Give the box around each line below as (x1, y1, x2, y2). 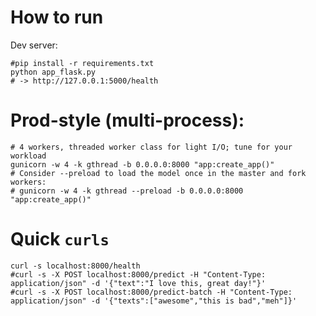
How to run (10, 6, 104, 29)
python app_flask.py (10, 67, 97, 77)
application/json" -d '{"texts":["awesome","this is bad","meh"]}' (10, 296, 298, 306)
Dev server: (10, 39, 58, 51)
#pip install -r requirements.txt (10, 58, 155, 68)
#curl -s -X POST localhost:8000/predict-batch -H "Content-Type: (10, 287, 293, 297)
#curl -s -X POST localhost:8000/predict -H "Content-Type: (10, 269, 267, 280)
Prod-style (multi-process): (10, 109, 245, 132)
